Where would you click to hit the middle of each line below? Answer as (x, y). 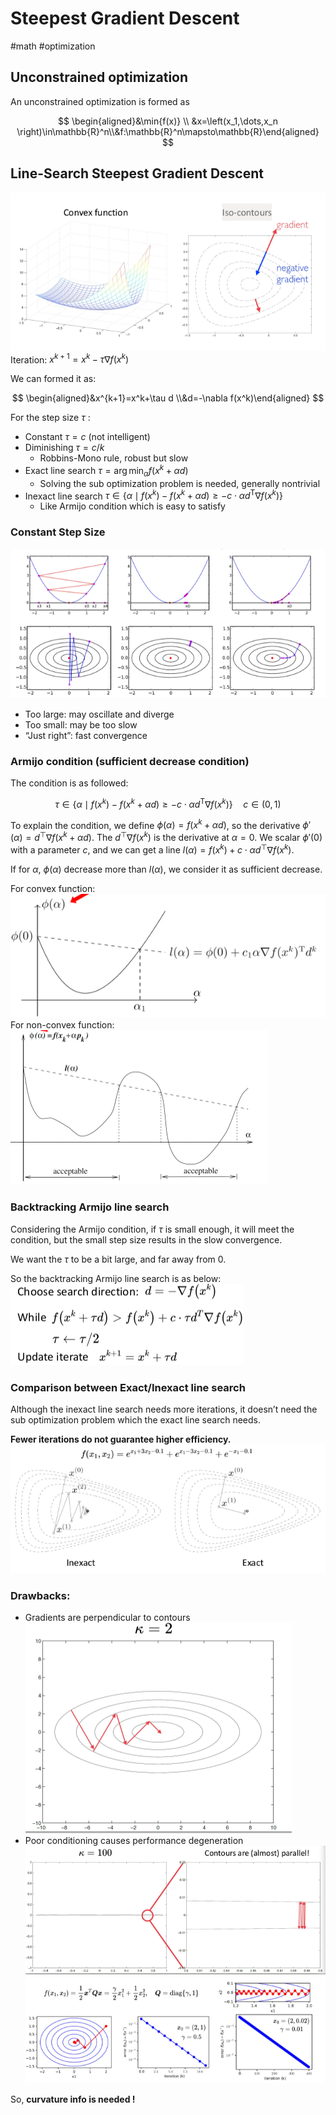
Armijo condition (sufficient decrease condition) (130, 761)
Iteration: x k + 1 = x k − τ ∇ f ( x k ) (70, 359)
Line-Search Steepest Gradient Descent (137, 173)
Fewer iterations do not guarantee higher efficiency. (121, 1439)
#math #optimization (53, 46)
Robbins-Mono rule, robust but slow (114, 458)
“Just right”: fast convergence (86, 735)
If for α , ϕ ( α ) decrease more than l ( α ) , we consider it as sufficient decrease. (166, 869)
